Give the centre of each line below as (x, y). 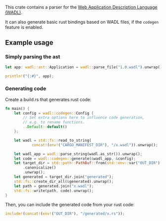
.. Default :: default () (45, 127)
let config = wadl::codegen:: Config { (54, 113)
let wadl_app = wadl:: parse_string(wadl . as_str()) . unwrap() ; (78, 154)
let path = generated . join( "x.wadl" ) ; (54, 186)
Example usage (29, 43)
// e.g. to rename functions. (54, 122)
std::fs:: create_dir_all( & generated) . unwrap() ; (64, 181)
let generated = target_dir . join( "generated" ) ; (64, 177)
